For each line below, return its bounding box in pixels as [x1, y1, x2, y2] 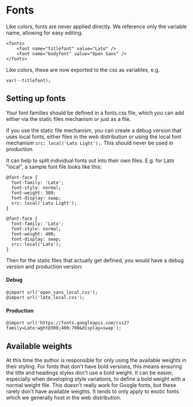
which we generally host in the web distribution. [6, 394, 122, 401]
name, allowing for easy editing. [6, 29, 83, 36]
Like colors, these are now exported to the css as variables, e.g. [6, 66, 160, 73]
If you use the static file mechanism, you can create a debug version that [6, 127, 182, 134]
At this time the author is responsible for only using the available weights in [6, 356, 187, 364]
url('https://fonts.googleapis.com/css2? [27, 320, 130, 326]
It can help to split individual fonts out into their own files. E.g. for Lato [6, 157, 174, 164]
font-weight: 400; [11, 231, 57, 237]
